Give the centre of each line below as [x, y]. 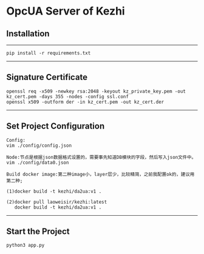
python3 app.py [25, 246]
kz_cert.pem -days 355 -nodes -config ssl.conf [68, 96]
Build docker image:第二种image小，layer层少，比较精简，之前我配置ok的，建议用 [100, 174]
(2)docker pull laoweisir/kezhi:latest [57, 202]
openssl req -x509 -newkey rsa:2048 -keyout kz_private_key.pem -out [96, 91]
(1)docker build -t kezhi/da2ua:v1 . [54, 191]
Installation [28, 34]
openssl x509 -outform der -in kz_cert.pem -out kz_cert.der [85, 102]
